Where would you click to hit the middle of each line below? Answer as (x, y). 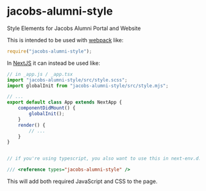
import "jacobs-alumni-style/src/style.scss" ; (67, 80)
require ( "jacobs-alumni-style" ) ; (50, 51)
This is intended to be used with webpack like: (65, 40)
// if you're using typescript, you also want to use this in (88, 159)
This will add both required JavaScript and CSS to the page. (82, 181)
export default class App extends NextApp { (64, 102)
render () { (32, 125)
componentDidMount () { (47, 108)
